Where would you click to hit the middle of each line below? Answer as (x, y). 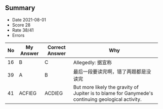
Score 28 (21, 25)
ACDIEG (54, 93)
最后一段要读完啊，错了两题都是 (110, 72)
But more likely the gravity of (106, 87)
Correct (57, 47)
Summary (20, 8)
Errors (18, 35)
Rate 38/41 (23, 30)
